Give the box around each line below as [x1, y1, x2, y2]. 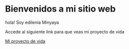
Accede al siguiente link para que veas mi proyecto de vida [5, 29, 125, 34]
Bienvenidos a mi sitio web [5, 3, 116, 15]
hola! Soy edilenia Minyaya [5, 19, 59, 25]
